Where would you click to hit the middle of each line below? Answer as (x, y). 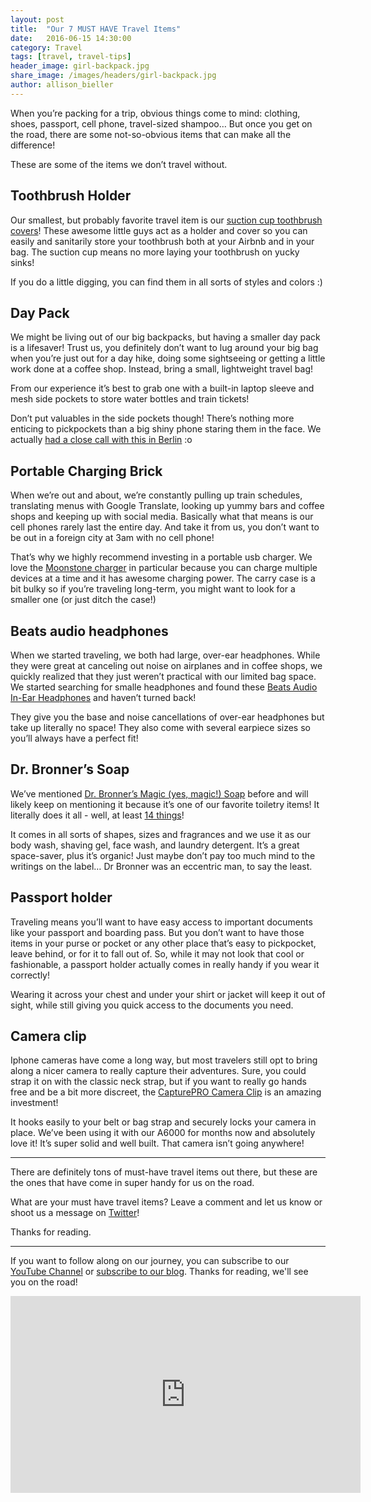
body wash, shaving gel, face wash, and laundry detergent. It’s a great (155, 845)
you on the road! (44, 1282)
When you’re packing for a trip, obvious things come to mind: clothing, (155, 113)
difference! (33, 145)
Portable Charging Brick (86, 471)
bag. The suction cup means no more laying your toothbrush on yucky (155, 252)
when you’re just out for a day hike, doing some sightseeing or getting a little (168, 358)
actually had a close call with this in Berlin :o (101, 440)
